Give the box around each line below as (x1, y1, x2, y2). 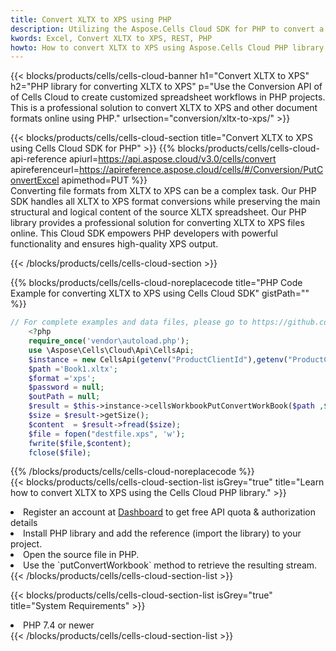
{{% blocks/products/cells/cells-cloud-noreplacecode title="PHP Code (10, 277, 303, 289)
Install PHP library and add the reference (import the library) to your (23, 527, 302, 540)
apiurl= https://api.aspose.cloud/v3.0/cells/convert (68, 153, 277, 165)
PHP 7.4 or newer (23, 619, 95, 631)
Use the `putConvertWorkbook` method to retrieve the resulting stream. (23, 559, 318, 571)
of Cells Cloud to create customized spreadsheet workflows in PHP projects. (10, 91, 326, 103)
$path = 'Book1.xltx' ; (28, 364, 118, 374)
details (10, 517, 38, 529)
